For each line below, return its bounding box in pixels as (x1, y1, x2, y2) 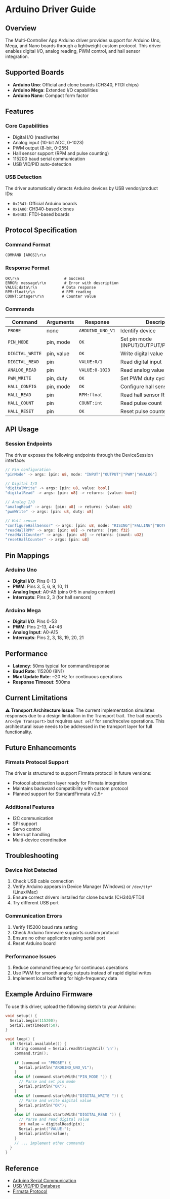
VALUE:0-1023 (79, 367, 110, 373)
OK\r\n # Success (5, 276, 85, 281)
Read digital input (120, 358, 162, 365)
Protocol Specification (5, 226, 77, 235)
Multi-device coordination (12, 837, 67, 843)
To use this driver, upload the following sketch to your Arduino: (5, 1003, 136, 1009)
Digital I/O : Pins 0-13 (12, 578, 57, 584)
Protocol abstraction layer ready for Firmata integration (12, 780, 127, 786)
